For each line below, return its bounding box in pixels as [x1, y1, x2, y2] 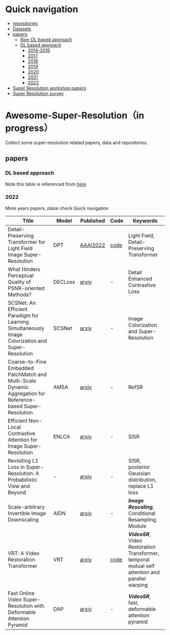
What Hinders [8, 265, 40, 272]
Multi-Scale [8, 377, 36, 384]
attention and [128, 569, 160, 576]
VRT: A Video [8, 549, 39, 556]
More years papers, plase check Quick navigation [5, 205, 109, 211]
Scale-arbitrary [8, 503, 45, 510]
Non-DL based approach [20, 37, 72, 43]
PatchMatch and [8, 371, 47, 378]
